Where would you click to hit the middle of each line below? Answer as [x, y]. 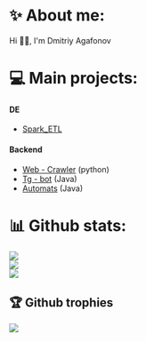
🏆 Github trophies [61, 302]
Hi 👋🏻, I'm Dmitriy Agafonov [60, 40]
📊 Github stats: [68, 225]
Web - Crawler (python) [65, 169]
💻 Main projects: [73, 79]
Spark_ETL [42, 129]
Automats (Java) [52, 188]
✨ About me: [57, 16]
